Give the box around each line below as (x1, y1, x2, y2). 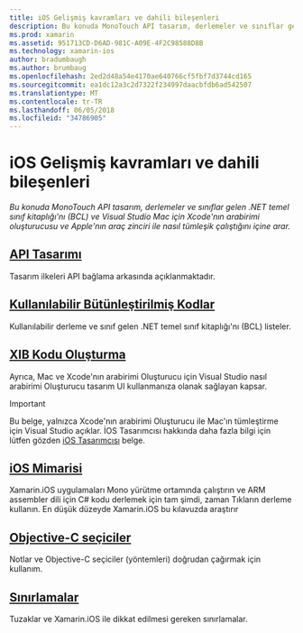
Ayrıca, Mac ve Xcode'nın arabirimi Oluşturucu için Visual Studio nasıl (9, 371, 268, 381)
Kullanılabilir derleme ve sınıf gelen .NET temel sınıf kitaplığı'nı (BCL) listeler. (9, 321, 291, 332)
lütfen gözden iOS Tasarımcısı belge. (9, 435, 146, 445)
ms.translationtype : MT (9, 88, 99, 97)
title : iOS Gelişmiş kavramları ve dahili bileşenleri (9, 13, 220, 23)
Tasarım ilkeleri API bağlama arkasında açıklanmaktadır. (9, 271, 216, 281)
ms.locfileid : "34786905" (9, 114, 106, 123)
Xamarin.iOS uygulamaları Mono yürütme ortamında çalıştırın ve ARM (9, 484, 266, 496)
